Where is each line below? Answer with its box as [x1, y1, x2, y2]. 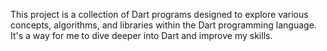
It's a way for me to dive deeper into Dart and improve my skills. [10, 30, 273, 41]
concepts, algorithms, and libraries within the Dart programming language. [10, 19, 317, 31]
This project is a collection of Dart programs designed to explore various [10, 9, 309, 20]
